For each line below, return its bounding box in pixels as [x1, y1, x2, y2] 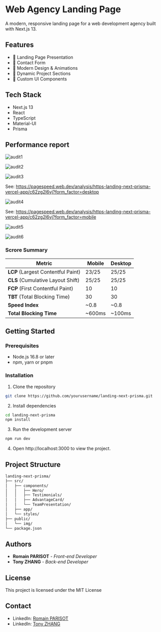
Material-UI [12, 120, 36, 126]
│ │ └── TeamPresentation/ [5, 502, 71, 507]
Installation [5, 372, 34, 379]
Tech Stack [5, 91, 42, 99]
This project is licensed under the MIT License [5, 587, 102, 593]
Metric [36, 260, 52, 267]
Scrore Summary [5, 246, 48, 254]
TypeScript [12, 115, 36, 121]
